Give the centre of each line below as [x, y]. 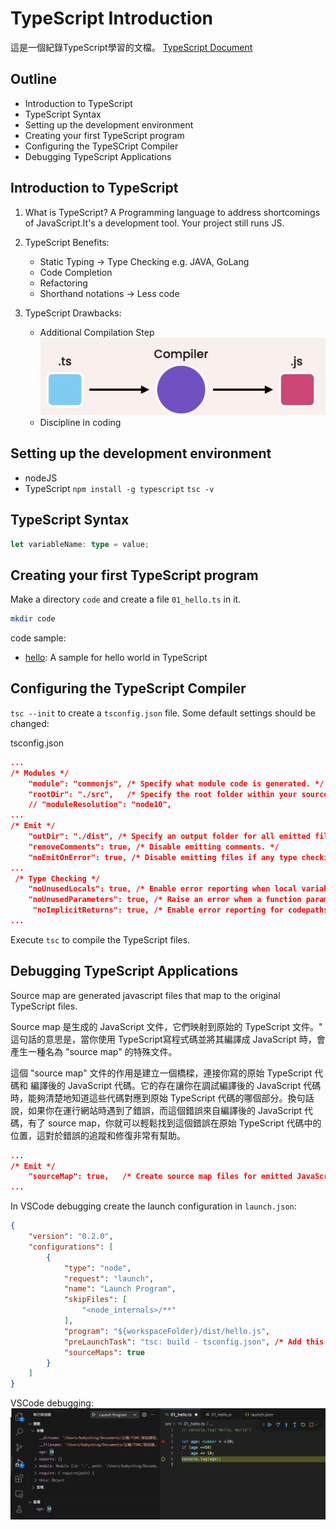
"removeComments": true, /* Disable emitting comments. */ [154, 847]
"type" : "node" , [97, 1268]
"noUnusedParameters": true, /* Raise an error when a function [165, 900]
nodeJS [41, 478]
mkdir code [33, 619]
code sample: [38, 638]
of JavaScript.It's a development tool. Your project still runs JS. [154, 223]
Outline [33, 79]
